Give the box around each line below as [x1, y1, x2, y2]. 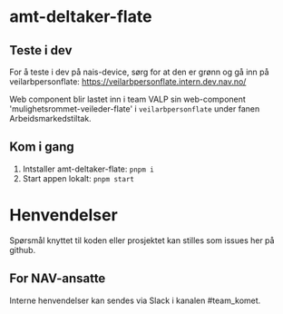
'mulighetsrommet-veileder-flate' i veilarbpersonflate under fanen [9, 103, 260, 114]
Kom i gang [9, 139, 74, 155]
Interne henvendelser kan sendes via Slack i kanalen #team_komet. [9, 295, 261, 306]
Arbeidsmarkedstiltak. [9, 113, 93, 123]
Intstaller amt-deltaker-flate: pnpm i [22, 163, 154, 174]
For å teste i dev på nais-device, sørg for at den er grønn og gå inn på [9, 66, 269, 77]
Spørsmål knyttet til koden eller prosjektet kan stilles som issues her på [9, 234, 275, 246]
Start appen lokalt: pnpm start [22, 172, 134, 183]
